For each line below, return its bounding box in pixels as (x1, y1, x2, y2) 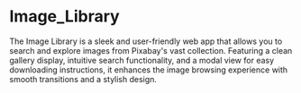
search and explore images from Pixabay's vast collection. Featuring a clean (9, 45, 293, 55)
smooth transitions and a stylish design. (9, 73, 158, 84)
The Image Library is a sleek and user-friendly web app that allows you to (9, 36, 283, 46)
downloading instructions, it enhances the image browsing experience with (9, 64, 288, 75)
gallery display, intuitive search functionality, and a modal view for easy (9, 55, 275, 65)
